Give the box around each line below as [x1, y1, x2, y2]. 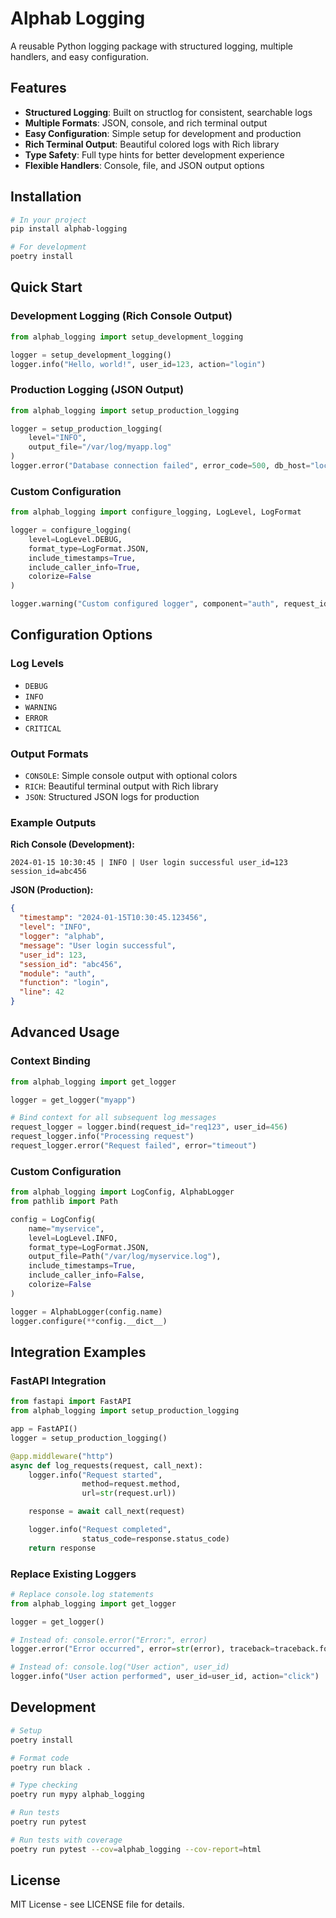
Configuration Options [10, 627, 153, 644]
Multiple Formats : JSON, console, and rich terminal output [24, 117, 268, 129]
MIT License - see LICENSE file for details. [10, 1898, 185, 1911]
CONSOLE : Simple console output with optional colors [24, 770, 238, 782]
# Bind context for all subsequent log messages [10, 1113, 217, 1123]
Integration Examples [10, 1344, 147, 1361]
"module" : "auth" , [19, 968, 97, 979]
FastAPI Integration [10, 1373, 107, 1387]
